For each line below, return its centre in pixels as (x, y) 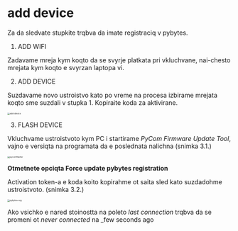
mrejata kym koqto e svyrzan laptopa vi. (66, 67)
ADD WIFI (32, 46)
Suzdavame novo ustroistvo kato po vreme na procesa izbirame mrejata (113, 95)
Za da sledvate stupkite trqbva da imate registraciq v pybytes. (98, 33)
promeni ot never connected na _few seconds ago (81, 219)
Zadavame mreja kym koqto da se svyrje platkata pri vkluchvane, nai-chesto (119, 60)
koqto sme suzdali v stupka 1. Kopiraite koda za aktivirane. (93, 102)
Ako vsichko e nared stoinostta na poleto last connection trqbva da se (109, 212)
